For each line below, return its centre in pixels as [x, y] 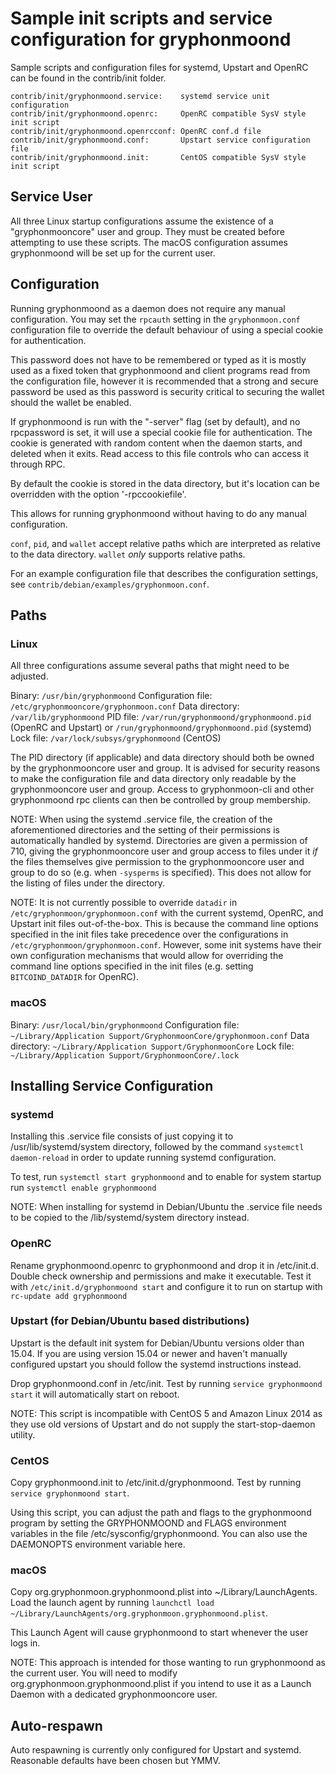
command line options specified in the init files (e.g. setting [132, 966]
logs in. [25, 1643]
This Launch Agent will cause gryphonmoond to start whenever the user [159, 1633]
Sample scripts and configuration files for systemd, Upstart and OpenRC [159, 67]
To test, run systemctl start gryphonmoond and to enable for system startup [166, 1177]
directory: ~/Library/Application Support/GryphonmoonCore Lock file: [152, 1046]
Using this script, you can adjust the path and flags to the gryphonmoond [161, 1513]
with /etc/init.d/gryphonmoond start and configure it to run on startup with [166, 1286]
